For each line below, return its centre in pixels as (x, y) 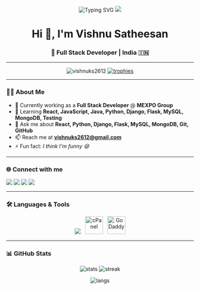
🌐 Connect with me (35, 169)
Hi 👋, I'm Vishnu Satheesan (100, 34)
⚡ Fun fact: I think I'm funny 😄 (52, 146)
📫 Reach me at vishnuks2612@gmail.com (68, 137)
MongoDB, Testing (38, 118)
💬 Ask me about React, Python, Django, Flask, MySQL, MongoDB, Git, (101, 124)
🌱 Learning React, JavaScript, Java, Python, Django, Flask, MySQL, (99, 111)
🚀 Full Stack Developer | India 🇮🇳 (100, 52)
